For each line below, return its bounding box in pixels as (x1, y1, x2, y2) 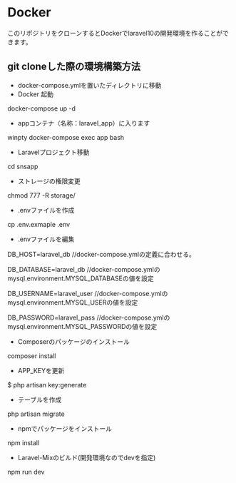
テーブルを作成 (17, 395, 62, 404)
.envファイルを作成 (17, 205, 75, 214)
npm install (7, 438, 40, 447)
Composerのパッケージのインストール (17, 337, 130, 346)
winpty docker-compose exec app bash (7, 133, 125, 141)
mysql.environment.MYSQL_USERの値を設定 (7, 298, 138, 307)
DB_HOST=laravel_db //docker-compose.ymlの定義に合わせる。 (7, 250, 196, 258)
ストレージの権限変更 (17, 176, 81, 185)
